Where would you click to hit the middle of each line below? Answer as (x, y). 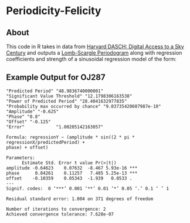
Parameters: (21, 158)
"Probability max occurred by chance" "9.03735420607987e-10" (84, 106)
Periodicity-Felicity (54, 11)
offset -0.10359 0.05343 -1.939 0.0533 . (69, 178)
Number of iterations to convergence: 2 (56, 209)
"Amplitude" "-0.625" (33, 112)
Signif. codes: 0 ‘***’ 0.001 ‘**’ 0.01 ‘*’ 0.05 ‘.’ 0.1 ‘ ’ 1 (87, 188)
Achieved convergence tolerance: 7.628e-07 (60, 214)
